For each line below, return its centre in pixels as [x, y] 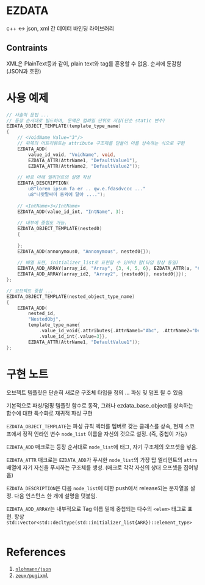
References [36, 552]
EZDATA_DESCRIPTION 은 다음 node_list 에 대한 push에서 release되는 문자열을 [98, 488]
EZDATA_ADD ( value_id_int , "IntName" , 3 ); [70, 212]
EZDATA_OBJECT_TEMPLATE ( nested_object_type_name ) [71, 296]
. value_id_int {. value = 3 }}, [73, 336]
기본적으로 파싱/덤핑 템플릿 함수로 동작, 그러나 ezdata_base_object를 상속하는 [100, 405]
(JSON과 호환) [24, 71]
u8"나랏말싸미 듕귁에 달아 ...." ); [67, 194]
